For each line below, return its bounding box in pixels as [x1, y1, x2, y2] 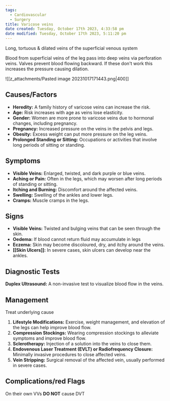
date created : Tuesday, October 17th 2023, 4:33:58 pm [5, 26, 124, 32]
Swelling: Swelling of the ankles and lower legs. [12, 192, 114, 198]
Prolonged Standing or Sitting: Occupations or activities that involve [12, 136, 157, 143]
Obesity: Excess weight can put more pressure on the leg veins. [12, 131, 148, 137]
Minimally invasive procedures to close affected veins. [12, 352, 127, 358]
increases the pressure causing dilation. [5, 66, 89, 72]
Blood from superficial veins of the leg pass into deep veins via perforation [5, 55, 162, 61]
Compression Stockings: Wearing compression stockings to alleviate [12, 330, 159, 336]
